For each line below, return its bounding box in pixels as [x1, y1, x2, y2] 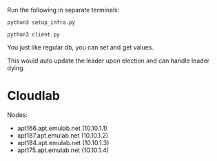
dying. [7, 64, 25, 72]
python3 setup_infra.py [7, 19, 76, 26]
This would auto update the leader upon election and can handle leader [7, 56, 210, 65]
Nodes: [7, 110, 28, 119]
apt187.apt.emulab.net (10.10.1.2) [17, 131, 109, 140]
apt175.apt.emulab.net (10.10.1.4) [17, 146, 109, 154]
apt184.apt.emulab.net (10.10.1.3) [17, 138, 110, 147]
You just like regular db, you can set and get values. [7, 43, 154, 51]
